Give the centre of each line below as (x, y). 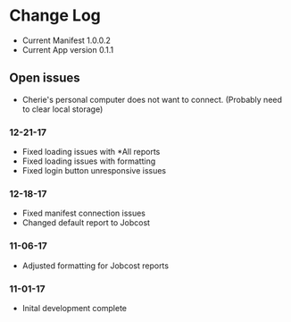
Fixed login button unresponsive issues (94, 171)
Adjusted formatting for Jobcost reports (96, 266)
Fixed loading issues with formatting (89, 161)
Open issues (45, 78)
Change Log (55, 16)
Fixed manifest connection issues (83, 213)
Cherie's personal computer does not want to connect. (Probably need (152, 99)
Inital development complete (75, 308)
